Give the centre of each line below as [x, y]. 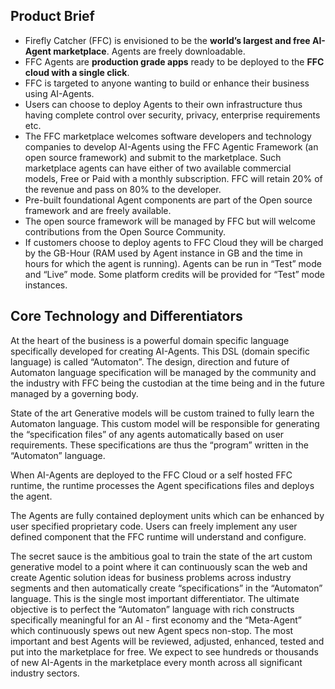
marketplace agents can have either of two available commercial [158, 168]
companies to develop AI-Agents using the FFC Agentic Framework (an [171, 146]
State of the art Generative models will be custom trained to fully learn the [162, 413]
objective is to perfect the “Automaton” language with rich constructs [152, 609]
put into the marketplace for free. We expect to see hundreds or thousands [164, 651]
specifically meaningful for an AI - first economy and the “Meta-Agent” [156, 620]
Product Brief [52, 16]
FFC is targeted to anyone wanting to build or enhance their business [167, 83]
